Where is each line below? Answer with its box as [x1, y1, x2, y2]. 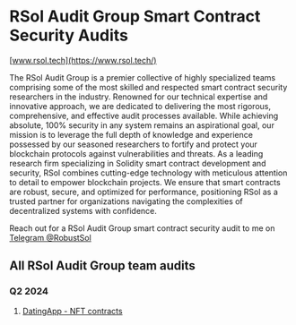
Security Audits [9, 25, 128, 46]
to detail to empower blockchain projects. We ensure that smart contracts [9, 176, 281, 187]
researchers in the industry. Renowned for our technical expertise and [9, 91, 268, 102]
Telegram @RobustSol [9, 232, 91, 243]
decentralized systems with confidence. [9, 205, 157, 216]
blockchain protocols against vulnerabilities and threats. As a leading [9, 148, 264, 158]
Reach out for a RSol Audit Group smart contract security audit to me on [9, 222, 275, 234]
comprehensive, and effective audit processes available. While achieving [9, 110, 279, 121]
